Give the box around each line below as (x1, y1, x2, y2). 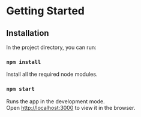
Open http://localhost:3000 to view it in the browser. (6, 104, 136, 111)
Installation (6, 28, 49, 38)
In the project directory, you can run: (6, 44, 97, 51)
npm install (6, 59, 41, 65)
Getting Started (6, 4, 85, 18)
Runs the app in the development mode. (6, 97, 105, 105)
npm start (6, 85, 35, 93)
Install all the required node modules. (6, 70, 98, 78)
